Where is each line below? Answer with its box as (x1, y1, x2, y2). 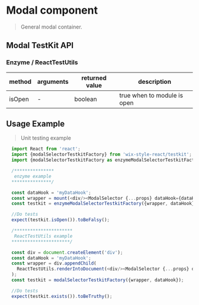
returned (81, 74, 107, 82)
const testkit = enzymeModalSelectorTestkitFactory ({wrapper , (11, 200, 168, 207)
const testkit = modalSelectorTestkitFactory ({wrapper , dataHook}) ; (11, 277, 184, 283)
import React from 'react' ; (11, 146, 81, 152)
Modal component (6, 4, 98, 17)
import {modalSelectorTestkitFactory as (11, 157, 113, 163)
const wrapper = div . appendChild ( (11, 260, 97, 266)
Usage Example (6, 119, 65, 129)
